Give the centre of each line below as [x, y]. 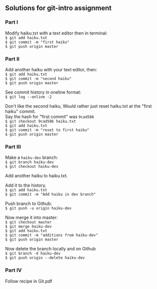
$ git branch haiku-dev [30, 162]
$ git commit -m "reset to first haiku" [47, 130]
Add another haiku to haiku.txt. [37, 176]
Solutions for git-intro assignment [59, 8]
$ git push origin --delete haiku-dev [45, 258]
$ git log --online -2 [28, 97]
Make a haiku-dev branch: [32, 157]
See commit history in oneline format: [43, 92]
